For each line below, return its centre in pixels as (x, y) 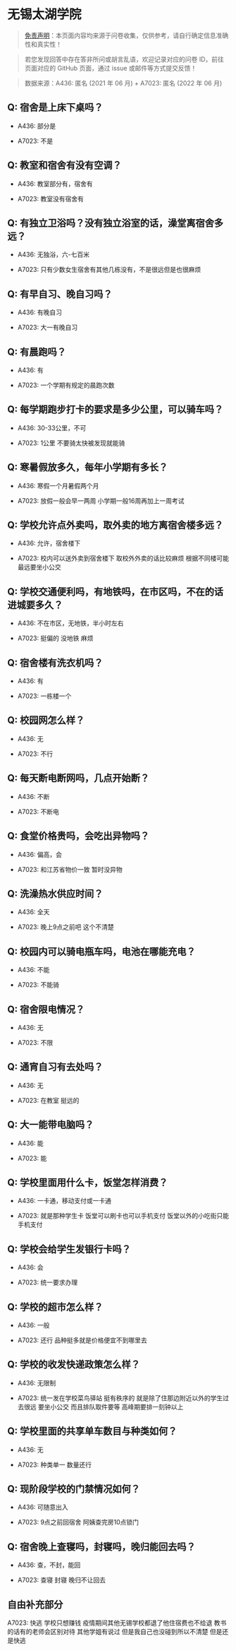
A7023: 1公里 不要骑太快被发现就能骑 (71, 443)
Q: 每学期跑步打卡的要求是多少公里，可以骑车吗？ (116, 409)
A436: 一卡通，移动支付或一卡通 (64, 1201)
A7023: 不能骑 (38, 985)
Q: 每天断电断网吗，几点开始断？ (79, 778)
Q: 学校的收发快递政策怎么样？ (74, 1365)
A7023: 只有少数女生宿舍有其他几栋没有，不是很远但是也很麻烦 (109, 270)
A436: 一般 (33, 1325)
